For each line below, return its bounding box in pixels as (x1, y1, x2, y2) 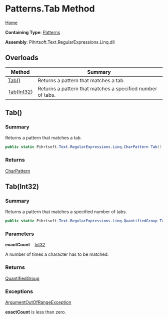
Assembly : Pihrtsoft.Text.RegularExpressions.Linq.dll (5, 39, 115, 45)
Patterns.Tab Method (5, 3, 95, 15)
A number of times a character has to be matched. (5, 251, 109, 257)
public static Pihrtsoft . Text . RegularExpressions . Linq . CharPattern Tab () (5, 144, 162, 149)
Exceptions (5, 288, 33, 295)
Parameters (5, 230, 34, 237)
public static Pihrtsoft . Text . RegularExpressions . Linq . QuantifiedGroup (5, 219, 157, 224)
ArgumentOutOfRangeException (5, 299, 71, 305)
